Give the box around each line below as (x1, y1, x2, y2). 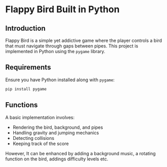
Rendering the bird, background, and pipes (12, 124, 103, 130)
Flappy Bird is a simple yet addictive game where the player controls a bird (5, 37, 162, 43)
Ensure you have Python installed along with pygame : (5, 77, 115, 83)
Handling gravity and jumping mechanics (12, 129, 99, 136)
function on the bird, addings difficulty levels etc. (5, 156, 109, 162)
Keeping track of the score (12, 140, 69, 147)
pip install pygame (5, 86, 47, 91)
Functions (5, 101, 38, 109)
